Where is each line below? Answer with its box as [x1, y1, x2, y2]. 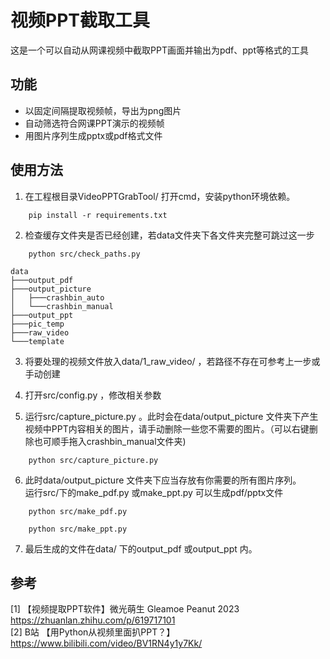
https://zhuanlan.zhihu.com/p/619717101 [10, 614, 176, 626]
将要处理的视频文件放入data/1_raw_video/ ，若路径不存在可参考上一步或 [24, 355, 321, 367]
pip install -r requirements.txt [28, 210, 168, 220]
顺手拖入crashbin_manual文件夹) [51, 435, 187, 447]
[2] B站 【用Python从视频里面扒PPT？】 [10, 626, 176, 638]
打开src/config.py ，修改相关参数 [24, 389, 162, 401]
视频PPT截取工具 [10, 9, 150, 32]
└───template [10, 336, 65, 346]
